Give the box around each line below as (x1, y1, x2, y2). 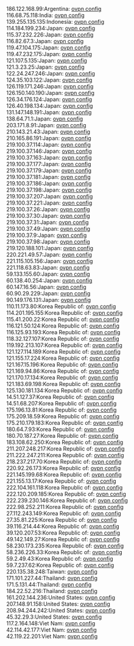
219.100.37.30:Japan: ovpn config (6, 212, 90, 219)
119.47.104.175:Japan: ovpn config (6, 44, 91, 51)
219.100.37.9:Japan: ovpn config (6, 231, 87, 239)
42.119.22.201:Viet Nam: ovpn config (6, 633, 98, 640)
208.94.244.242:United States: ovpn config (6, 607, 116, 614)
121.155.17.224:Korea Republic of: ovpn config (6, 354, 120, 362)
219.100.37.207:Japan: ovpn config (6, 193, 93, 200)
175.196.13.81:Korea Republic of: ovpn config (6, 406, 117, 413)
